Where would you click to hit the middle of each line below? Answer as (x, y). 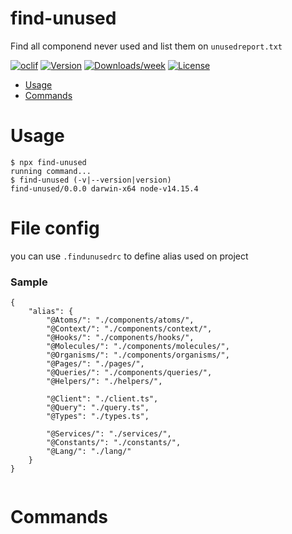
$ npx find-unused (48, 162)
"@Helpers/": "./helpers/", (104, 382)
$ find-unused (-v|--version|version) (91, 180)
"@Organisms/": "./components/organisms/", (138, 355)
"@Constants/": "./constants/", (114, 443)
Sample (29, 282)
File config (55, 228)
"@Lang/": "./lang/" (89, 452)
